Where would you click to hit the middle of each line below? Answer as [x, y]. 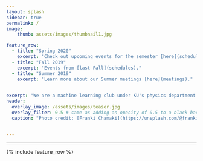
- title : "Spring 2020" [41, 51]
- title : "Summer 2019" [41, 73]
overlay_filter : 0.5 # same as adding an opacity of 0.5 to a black [100, 113]
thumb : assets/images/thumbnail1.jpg [65, 34]
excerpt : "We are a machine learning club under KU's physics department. [102, 96]
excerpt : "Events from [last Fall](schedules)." [79, 68]
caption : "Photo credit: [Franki [54, 118]
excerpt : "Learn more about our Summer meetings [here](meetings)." [105, 79]
